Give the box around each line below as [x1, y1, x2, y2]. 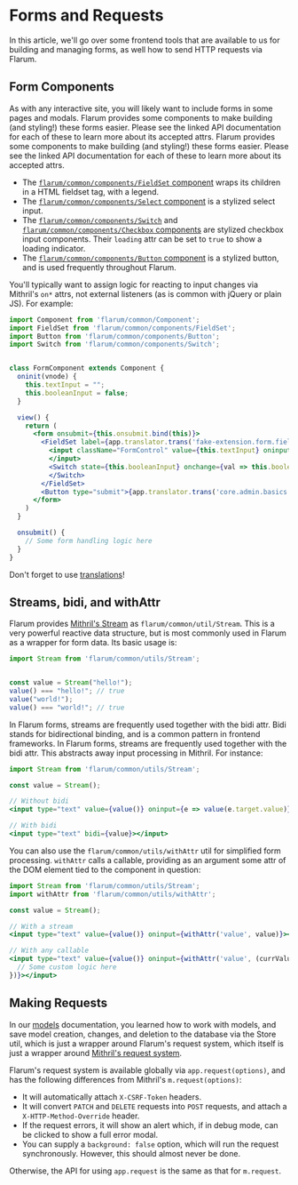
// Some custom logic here [17, 963, 117, 972]
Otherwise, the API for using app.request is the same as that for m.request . [9, 1165, 282, 1176]
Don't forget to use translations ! [9, 569, 126, 580]
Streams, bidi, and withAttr [9, 595, 161, 610]
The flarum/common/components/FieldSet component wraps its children [21, 177, 281, 188]
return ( [25, 421, 58, 430]
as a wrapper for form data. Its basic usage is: [9, 637, 177, 648]
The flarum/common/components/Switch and [21, 214, 178, 225]
